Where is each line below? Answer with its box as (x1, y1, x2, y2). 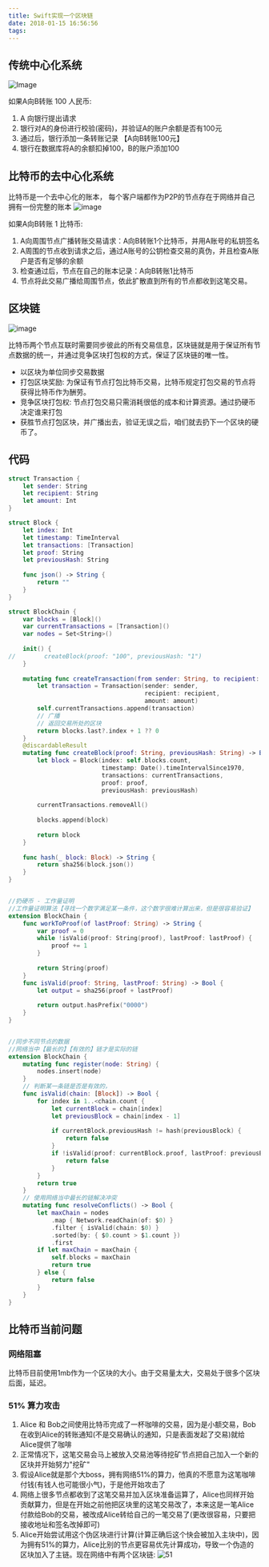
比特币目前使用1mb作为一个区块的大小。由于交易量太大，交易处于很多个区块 (8, 1368, 260, 1378)
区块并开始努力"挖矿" (19, 1460, 90, 1469)
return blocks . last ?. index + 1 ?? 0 (37, 726, 159, 735)
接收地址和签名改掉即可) (19, 1520, 100, 1529)
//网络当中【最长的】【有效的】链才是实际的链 (8, 1045, 139, 1053)
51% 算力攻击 (8, 1400, 61, 1411)
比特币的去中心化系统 (8, 169, 114, 183)
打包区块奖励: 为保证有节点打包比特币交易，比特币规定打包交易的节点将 (19, 377, 256, 387)
